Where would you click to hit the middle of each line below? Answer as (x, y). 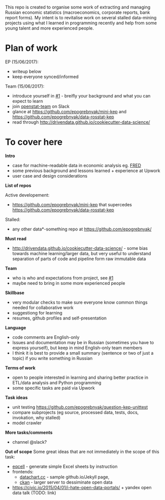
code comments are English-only (46, 337)
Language (16, 327)
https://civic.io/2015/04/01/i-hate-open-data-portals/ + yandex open (82, 487)
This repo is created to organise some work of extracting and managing (78, 7)
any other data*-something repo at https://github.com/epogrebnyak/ (82, 229)
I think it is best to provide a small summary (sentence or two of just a (83, 353)
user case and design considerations (50, 176)
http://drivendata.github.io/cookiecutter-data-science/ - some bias (80, 248)
